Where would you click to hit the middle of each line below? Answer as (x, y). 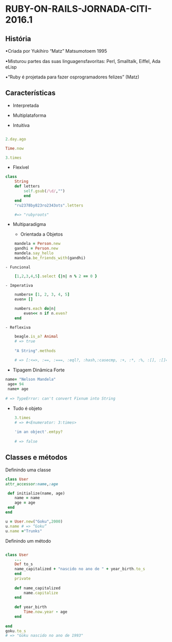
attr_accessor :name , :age (32, 484)
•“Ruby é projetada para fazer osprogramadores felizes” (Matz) (72, 77)
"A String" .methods (35, 351)
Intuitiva (21, 125)
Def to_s (24, 564)
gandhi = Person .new (36, 248)
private (23, 578)
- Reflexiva (18, 328)
